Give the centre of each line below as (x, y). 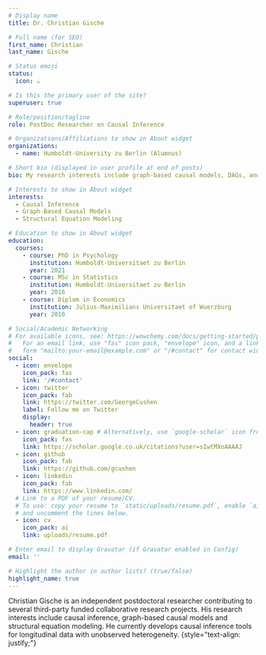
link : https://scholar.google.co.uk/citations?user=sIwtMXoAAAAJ (133, 446)
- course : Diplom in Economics (74, 300)
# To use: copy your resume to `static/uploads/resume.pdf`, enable (131, 506)
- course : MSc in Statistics (70, 278)
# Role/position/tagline (49, 117)
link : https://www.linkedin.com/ (78, 491)
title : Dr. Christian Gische (56, 23)
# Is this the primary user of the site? (78, 95)
